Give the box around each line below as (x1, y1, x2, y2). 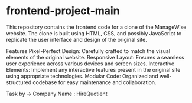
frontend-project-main (6, 4, 120, 18)
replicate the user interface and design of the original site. (6, 36, 148, 43)
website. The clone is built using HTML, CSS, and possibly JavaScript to (6, 29, 182, 36)
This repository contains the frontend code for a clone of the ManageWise (6, 24, 187, 31)
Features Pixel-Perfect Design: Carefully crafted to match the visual (6, 47, 170, 54)
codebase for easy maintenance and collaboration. (32, 78, 157, 86)
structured (6, 78, 32, 86)
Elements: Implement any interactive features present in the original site (6, 66, 181, 73)
